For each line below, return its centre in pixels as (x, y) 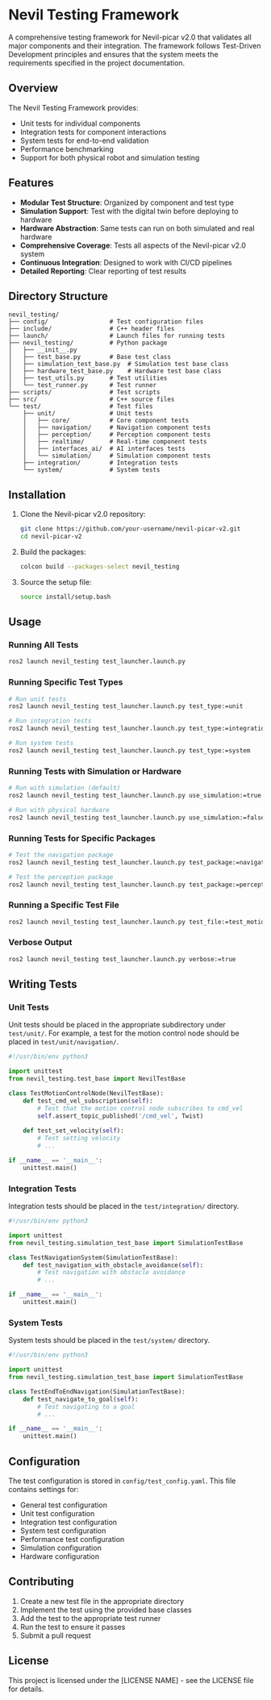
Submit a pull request (55, 1635)
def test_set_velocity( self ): (74, 1131)
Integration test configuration (69, 1522)
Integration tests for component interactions (93, 131)
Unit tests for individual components (80, 123)
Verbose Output (40, 943)
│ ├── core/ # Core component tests (106, 421)
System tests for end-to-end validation (84, 140)
